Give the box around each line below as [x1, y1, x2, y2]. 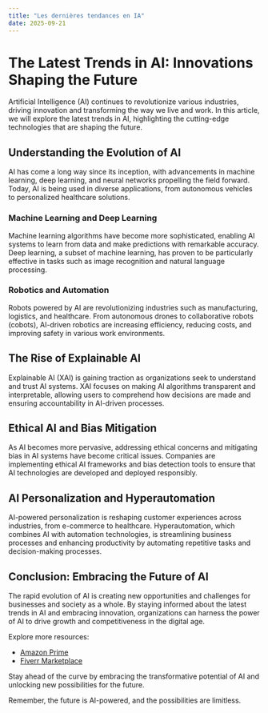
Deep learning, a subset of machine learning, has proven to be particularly [8, 247, 254, 257]
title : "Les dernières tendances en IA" [8, 11, 146, 20]
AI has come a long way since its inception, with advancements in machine [8, 167, 255, 177]
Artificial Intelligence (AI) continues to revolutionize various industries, [8, 97, 239, 106]
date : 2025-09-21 [8, 19, 66, 27]
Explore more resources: [8, 632, 90, 642]
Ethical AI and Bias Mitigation [8, 422, 158, 435]
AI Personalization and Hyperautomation [8, 491, 216, 505]
